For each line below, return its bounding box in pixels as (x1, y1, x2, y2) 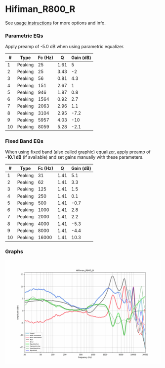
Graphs (5, 248, 23, 255)
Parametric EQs (5, 32, 43, 39)
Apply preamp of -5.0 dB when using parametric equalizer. (5, 44, 124, 50)
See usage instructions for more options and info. (5, 20, 106, 26)
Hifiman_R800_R (5, 3, 76, 15)
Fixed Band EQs (5, 137, 43, 144)
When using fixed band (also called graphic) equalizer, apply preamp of (5, 149, 151, 155)
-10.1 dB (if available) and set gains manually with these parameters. (5, 154, 144, 160)
